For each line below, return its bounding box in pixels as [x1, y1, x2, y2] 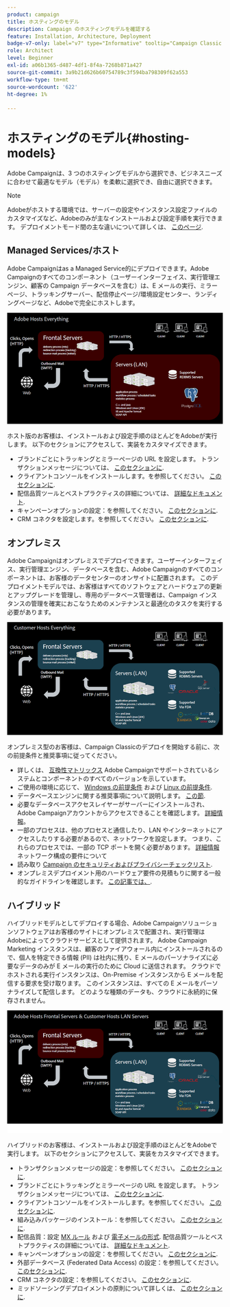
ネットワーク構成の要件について [16, 852, 107, 860]
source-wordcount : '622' [7, 83, 78, 91]
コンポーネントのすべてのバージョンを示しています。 [40, 774, 190, 783]
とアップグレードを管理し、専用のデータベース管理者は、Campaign [7, 591, 198, 599]
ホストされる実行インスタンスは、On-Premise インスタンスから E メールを [7, 971, 217, 979]
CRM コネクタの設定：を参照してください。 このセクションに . [16, 1275, 192, 1284]
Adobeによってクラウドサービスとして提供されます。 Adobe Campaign [7, 936, 207, 945]
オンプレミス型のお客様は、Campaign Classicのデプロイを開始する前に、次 [7, 743, 220, 751]
